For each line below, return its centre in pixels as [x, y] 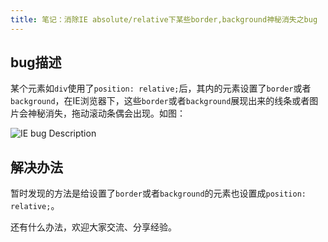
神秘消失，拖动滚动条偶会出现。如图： [106, 113]
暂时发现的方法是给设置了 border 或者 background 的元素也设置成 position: [158, 193]
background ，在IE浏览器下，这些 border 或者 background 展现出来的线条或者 [160, 101]
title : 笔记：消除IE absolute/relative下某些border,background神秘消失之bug [164, 19]
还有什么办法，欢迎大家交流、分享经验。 [93, 227]
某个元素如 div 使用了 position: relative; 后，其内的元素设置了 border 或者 [161, 88]
